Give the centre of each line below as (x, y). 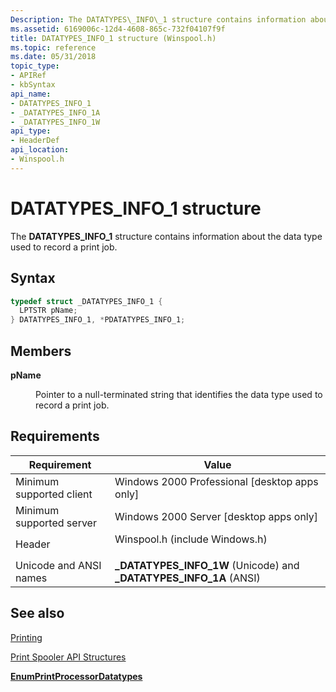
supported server (56, 523)
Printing (26, 637)
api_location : (40, 150)
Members (41, 351)
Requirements (55, 436)
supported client (54, 494)
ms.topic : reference (53, 47)
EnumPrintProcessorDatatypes (76, 676)
